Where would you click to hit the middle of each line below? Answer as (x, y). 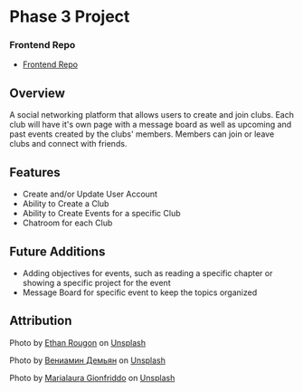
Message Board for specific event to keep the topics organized (140, 292)
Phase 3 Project (70, 17)
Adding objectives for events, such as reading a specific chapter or (147, 272)
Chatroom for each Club (67, 223)
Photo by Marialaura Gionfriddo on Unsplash (92, 378)
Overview (38, 93)
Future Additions (57, 251)
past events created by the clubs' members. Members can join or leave (142, 134)
